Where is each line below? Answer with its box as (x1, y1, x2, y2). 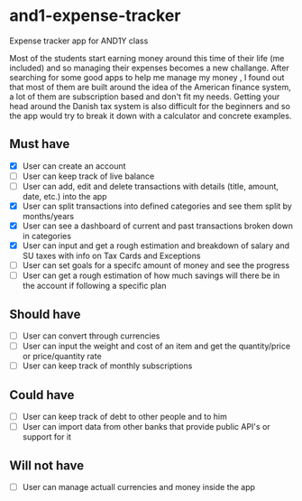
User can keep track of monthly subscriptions (22, 360, 193, 371)
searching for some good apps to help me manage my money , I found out (9, 71, 285, 82)
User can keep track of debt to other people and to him (22, 412, 227, 422)
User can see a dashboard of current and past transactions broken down (22, 220, 294, 231)
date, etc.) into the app (22, 190, 107, 201)
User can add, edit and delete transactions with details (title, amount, (22, 181, 279, 191)
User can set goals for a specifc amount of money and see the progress (22, 260, 290, 271)
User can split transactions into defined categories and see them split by (22, 200, 293, 211)
